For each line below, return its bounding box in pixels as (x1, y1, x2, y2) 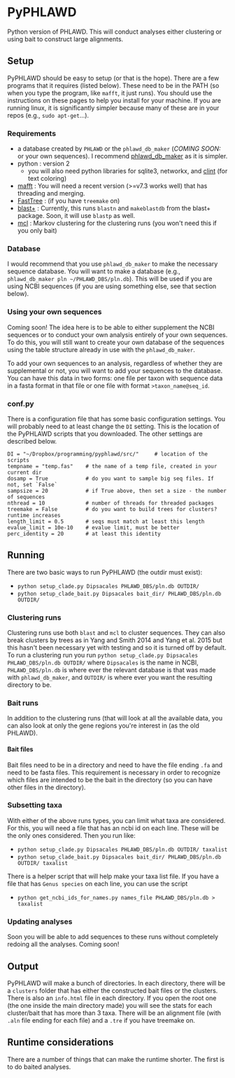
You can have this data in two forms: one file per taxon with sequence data (7, 374, 223, 382)
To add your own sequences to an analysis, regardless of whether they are (7, 359, 222, 367)
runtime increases (7, 512, 61, 519)
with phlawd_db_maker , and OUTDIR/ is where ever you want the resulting (7, 674, 213, 682)
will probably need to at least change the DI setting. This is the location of (7, 422, 220, 430)
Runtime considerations (7, 1037, 114, 1049)
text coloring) (27, 175, 67, 183)
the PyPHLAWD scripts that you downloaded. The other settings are (7, 429, 203, 438)
